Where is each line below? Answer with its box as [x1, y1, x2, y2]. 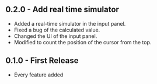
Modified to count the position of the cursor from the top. [13, 38, 152, 45]
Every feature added [13, 71, 64, 78]
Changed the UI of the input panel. [13, 32, 97, 40]
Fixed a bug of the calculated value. [13, 26, 100, 33]
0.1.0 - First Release [5, 55, 79, 66]
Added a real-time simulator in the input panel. [13, 20, 126, 27]
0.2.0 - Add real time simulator [5, 5, 119, 15]
